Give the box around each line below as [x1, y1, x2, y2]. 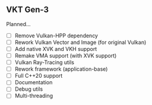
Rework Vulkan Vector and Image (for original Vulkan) [14, 39, 147, 46]
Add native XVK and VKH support [14, 45, 97, 52]
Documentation [14, 79, 53, 86]
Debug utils [14, 85, 43, 93]
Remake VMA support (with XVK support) [14, 52, 117, 59]
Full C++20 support [14, 72, 63, 79]
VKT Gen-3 [6, 5, 49, 15]
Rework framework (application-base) [14, 65, 108, 73]
